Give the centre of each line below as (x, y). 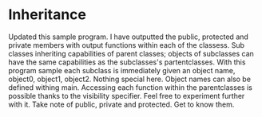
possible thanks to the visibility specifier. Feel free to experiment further (127, 96)
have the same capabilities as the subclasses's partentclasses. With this (127, 62)
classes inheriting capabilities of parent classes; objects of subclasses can (131, 53)
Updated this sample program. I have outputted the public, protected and (129, 37)
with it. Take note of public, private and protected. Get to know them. (121, 104)
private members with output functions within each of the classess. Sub (127, 45)
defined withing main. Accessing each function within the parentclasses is (131, 87)
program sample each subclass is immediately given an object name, (122, 70)
